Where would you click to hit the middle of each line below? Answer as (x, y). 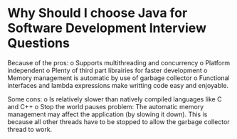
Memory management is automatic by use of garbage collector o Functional (118, 78)
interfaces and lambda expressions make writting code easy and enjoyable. (118, 85)
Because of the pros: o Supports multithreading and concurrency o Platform (118, 62)
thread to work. (30, 129)
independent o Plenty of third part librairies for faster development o (107, 70)
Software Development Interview (107, 28)
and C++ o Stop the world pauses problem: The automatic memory (106, 106)
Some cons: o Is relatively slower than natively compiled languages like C (115, 99)
